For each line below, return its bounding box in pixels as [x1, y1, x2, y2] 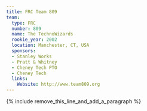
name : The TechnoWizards [11, 31, 73, 37]
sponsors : [11, 48, 36, 54]
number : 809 [11, 25, 42, 32]
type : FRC [11, 20, 36, 26]
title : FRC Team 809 [6, 8, 58, 15]
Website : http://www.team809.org [17, 82, 100, 88]
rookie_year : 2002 [11, 37, 58, 43]
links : [11, 76, 28, 82]
